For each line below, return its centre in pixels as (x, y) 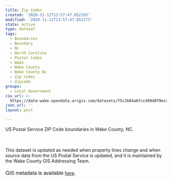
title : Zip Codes (24, 10)
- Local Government (31, 91)
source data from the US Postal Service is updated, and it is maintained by (84, 155)
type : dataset (20, 29)
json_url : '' (19, 106)
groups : (14, 86)
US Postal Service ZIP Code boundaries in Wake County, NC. (70, 129)
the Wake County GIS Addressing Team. (48, 161)
